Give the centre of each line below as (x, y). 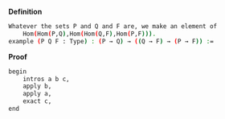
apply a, (37, 94)
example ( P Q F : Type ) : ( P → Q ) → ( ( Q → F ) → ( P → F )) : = (111, 41)
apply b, (37, 86)
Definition (25, 12)
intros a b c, (46, 79)
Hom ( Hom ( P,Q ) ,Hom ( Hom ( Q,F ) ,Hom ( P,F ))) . (90, 34)
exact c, (37, 101)
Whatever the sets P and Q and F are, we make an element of (113, 27)
